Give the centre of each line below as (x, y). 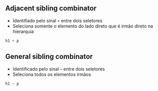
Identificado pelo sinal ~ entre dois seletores (59, 69)
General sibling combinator (49, 57)
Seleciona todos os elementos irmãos (52, 74)
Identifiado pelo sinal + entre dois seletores (57, 20)
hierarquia (23, 31)
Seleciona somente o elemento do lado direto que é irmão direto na (83, 26)
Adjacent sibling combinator (51, 8)
